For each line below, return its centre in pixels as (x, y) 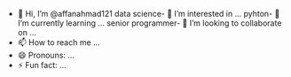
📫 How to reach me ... (59, 42)
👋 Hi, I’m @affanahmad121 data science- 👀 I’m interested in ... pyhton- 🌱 (149, 14)
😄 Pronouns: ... (46, 55)
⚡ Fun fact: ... (42, 65)
